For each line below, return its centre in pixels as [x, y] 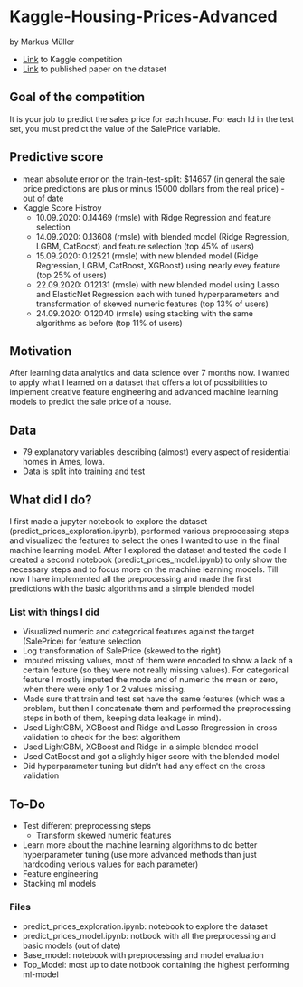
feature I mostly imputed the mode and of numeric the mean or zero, [150, 680]
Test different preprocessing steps [87, 826]
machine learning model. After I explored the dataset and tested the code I [148, 550]
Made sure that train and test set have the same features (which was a [154, 699]
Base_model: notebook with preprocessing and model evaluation [143, 955]
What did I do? [51, 499]
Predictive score [57, 157]
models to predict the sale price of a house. [90, 402]
